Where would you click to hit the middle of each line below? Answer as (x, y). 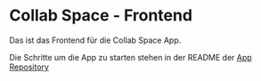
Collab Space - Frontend (101, 16)
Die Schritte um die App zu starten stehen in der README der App (130, 57)
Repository (29, 67)
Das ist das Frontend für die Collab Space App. (95, 40)
